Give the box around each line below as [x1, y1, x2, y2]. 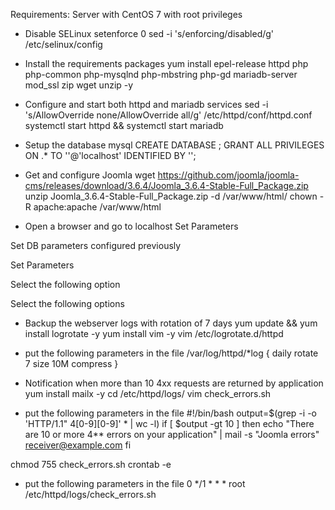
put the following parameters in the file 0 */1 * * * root [24, 478, 246, 489]
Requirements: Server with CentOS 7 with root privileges [10, 9, 243, 20]
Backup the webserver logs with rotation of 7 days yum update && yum [24, 317, 318, 329]
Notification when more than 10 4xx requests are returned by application [24, 377, 324, 389]
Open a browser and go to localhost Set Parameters [24, 220, 239, 232]
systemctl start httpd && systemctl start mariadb [24, 120, 224, 131]
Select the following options [10, 298, 125, 309]
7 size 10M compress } [24, 358, 119, 369]
